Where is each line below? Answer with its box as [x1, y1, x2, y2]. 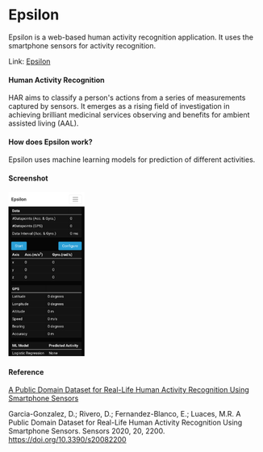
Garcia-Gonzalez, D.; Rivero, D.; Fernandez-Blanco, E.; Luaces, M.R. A [8, 409, 241, 419]
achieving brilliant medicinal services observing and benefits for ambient [8, 110, 250, 120]
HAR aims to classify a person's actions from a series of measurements [8, 93, 246, 102]
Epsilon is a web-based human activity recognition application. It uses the [8, 32, 254, 42]
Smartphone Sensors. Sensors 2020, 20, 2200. [8, 426, 165, 436]
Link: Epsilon [8, 56, 51, 66]
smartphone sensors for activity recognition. [8, 40, 157, 50]
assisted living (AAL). [8, 118, 79, 128]
